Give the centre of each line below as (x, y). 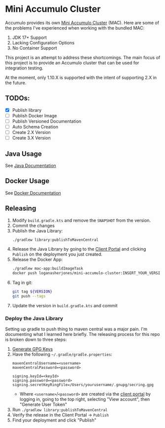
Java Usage (23, 154)
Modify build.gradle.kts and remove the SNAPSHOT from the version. (82, 220)
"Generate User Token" (43, 404)
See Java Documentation (31, 165)
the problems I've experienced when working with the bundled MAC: (75, 28)
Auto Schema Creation (35, 127)
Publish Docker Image (34, 115)
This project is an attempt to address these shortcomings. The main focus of (83, 57)
